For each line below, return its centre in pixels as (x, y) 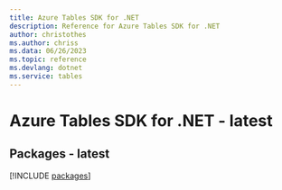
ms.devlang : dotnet (46, 68)
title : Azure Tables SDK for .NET (75, 18)
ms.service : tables (46, 77)
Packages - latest (60, 154)
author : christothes (48, 34)
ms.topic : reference (48, 59)
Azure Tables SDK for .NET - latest (141, 120)
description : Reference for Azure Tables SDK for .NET (115, 26)
